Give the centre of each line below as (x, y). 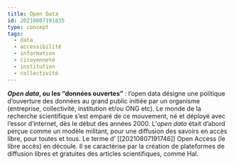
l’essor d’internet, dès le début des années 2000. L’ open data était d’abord (116, 123)
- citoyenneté (34, 60)
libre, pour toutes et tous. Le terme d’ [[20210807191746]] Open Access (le (116, 138)
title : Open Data (33, 14)
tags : (15, 34)
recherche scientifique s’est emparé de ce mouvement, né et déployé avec (116, 116)
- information (34, 54)
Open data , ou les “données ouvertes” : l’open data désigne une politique (116, 93)
